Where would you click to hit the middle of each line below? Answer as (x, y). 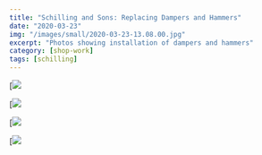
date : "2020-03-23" (46, 26)
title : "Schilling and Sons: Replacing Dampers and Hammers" (126, 17)
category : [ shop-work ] (51, 51)
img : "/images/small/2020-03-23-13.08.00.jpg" (97, 34)
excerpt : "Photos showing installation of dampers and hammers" (131, 43)
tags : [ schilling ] (43, 59)
